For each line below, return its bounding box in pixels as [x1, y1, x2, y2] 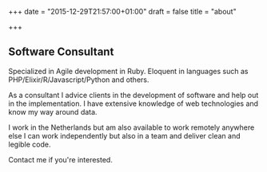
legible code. [8, 139, 51, 149]
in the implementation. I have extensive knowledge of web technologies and [8, 99, 258, 108]
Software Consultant [8, 45, 114, 59]
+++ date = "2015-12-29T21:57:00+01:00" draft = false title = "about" [8, 7, 237, 16]
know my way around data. [8, 107, 98, 116]
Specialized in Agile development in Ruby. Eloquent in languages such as [8, 66, 249, 76]
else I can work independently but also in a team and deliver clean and [8, 131, 241, 140]
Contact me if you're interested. [8, 154, 114, 164]
